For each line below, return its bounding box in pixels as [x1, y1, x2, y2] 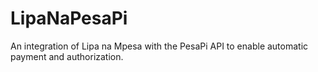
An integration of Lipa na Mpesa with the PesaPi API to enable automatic [10, 40, 309, 52]
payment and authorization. [10, 50, 124, 62]
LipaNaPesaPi [10, 7, 128, 30]
